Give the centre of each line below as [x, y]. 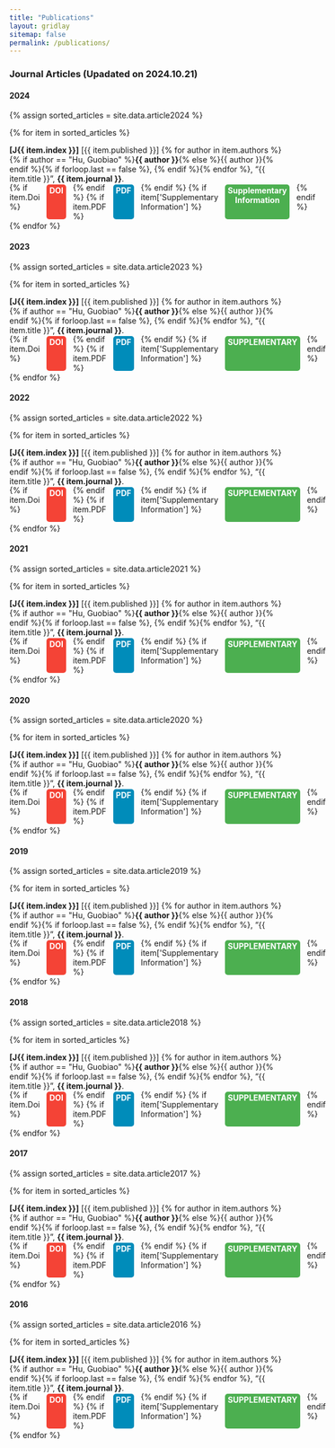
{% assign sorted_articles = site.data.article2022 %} [106, 418]
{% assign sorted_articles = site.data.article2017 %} [105, 1173]
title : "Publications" [52, 18]
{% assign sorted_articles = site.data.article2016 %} [106, 1324]
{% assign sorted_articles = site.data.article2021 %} [106, 569]
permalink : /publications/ [60, 43]
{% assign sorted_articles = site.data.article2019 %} [106, 871]
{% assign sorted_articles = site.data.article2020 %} [106, 720]
